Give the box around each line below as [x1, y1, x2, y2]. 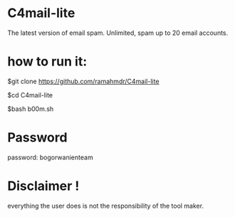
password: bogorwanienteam [7, 153, 94, 162]
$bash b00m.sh [7, 105, 54, 113]
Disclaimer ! [7, 178, 80, 194]
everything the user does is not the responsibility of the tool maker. [7, 201, 204, 210]
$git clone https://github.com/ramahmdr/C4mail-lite [7, 77, 160, 85]
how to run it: [7, 53, 88, 70]
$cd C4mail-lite [7, 90, 53, 99]
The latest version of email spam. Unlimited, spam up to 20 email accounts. [7, 28, 229, 37]
